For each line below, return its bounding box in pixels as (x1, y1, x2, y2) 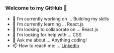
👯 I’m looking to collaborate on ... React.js (12, 26, 98, 32)
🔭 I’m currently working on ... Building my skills (12, 16, 109, 22)
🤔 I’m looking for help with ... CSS (12, 32, 82, 38)
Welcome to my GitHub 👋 (5, 4, 67, 11)
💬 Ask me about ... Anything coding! (12, 37, 87, 43)
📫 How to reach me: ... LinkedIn (12, 42, 79, 49)
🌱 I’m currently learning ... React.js (12, 21, 84, 27)
